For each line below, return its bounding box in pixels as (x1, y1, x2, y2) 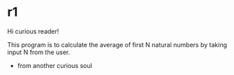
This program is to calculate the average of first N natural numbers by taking (7, 40, 227, 49)
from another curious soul (17, 61, 92, 69)
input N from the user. (7, 48, 71, 56)
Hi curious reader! (7, 27, 59, 35)
